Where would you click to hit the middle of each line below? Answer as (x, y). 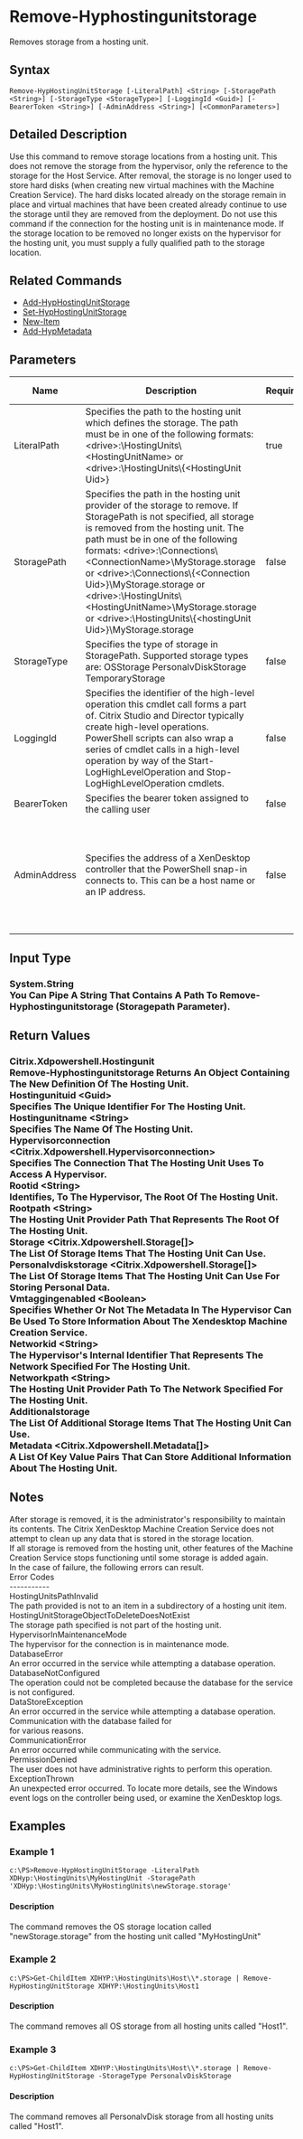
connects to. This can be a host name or (170, 881)
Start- (201, 761)
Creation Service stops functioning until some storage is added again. (139, 1558)
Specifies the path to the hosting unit (163, 411)
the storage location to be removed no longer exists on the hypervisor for (145, 233)
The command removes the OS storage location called (110, 1927)
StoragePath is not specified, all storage (170, 517)
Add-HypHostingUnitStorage (76, 302)
